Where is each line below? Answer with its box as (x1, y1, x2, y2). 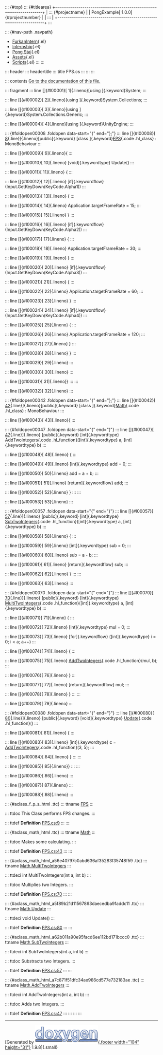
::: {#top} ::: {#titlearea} (5, 4, 52, 10)
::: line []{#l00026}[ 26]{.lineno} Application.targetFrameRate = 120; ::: (5, 331, 145, 337)
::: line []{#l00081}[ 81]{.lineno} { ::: (5, 730, 75, 735)
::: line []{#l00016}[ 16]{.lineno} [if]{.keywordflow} (5, 222, 104, 227)
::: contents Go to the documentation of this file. (5, 78, 101, 84)
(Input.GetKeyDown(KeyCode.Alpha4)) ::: (5, 313, 87, 318)
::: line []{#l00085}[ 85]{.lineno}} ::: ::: (5, 763, 80, 769)
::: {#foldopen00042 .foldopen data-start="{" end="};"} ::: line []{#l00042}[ (5, 397, 156, 403)
